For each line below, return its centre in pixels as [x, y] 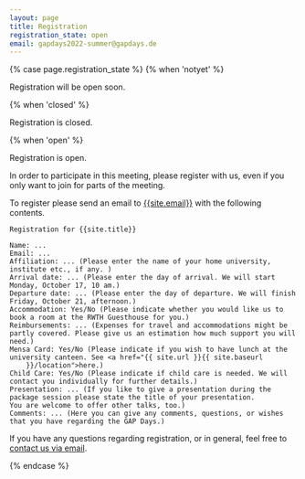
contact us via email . [48, 448]
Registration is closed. [51, 122]
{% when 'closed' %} [49, 105]
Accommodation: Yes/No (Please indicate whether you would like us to [147, 310]
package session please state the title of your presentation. [132, 398]
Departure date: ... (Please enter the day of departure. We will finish [153, 293]
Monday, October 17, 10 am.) [65, 286]
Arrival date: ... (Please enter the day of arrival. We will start [142, 278]
